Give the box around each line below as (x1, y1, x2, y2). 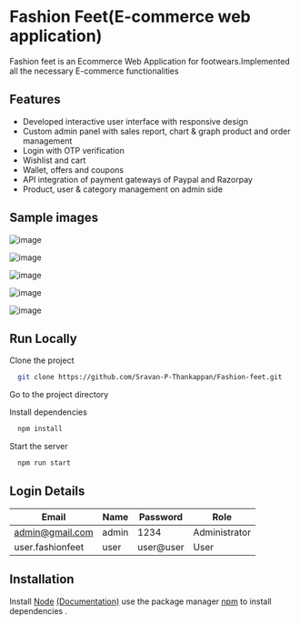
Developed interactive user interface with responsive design (22, 116, 248, 126)
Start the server (9, 441, 68, 452)
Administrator (193, 526, 252, 538)
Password (138, 510, 184, 523)
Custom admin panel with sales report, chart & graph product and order (22, 126, 291, 136)
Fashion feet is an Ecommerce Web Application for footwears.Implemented (9, 55, 291, 66)
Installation (9, 571, 75, 588)
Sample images (9, 210, 99, 226)
